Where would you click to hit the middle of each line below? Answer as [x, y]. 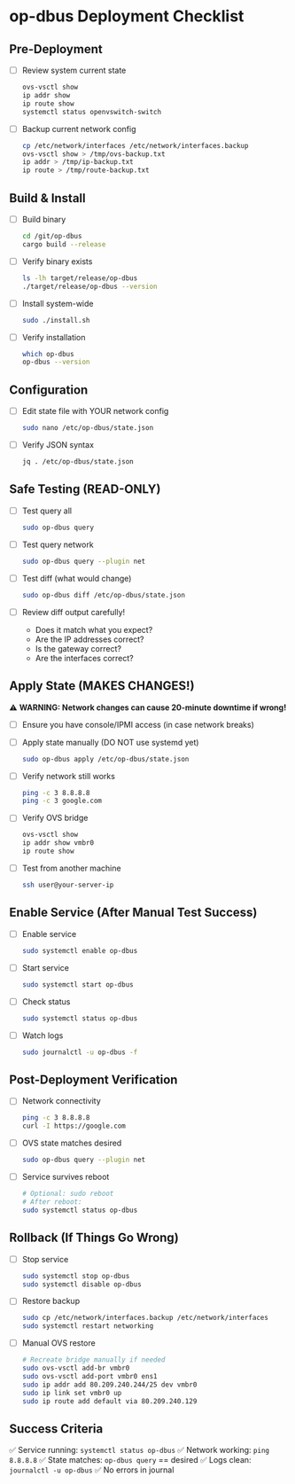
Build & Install [47, 198]
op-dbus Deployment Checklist [127, 16]
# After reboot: [52, 1202]
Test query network [58, 544]
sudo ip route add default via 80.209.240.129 [109, 1401]
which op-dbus [48, 354]
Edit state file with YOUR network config [95, 411]
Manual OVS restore [58, 1343]
